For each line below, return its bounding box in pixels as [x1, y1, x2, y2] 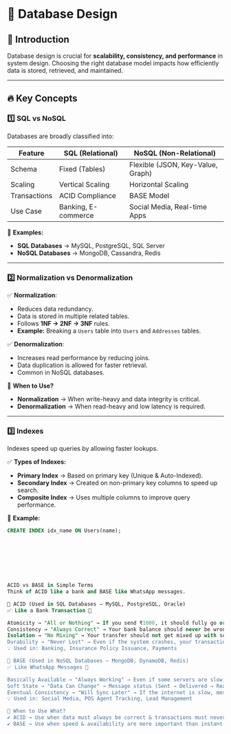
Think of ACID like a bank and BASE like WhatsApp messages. [7, 588, 186, 595]
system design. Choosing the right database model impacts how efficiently [7, 59, 219, 67]
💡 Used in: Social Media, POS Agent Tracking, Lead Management [7, 696, 192, 702]
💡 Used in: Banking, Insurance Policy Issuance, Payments [7, 645, 177, 652]
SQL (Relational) [63, 148, 118, 157]
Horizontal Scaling [129, 179, 189, 189]
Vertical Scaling [59, 179, 110, 189]
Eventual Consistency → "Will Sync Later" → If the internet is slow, [7, 689, 214, 696]
